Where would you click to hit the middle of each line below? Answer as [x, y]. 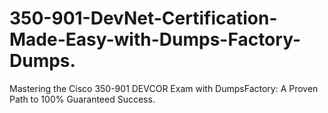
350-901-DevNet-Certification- [143, 18]
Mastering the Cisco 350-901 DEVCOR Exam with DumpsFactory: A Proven [164, 88]
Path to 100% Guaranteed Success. [82, 99]
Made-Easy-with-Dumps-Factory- [155, 39]
